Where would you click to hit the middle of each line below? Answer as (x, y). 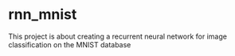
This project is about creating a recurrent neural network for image (117, 36)
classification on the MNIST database (70, 44)
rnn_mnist (43, 15)
